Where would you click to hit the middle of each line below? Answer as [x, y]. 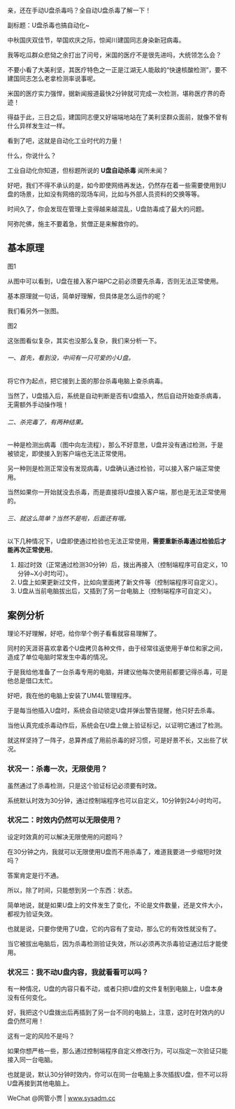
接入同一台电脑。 [32, 1060]
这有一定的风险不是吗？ [41, 1036]
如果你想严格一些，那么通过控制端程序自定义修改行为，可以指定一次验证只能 [117, 1051]
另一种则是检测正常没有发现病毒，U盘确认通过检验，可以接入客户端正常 [111, 468]
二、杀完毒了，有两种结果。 [47, 421]
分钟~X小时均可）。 [44, 573]
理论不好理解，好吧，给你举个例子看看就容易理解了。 [84, 634]
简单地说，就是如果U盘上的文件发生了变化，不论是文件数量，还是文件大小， [117, 905]
